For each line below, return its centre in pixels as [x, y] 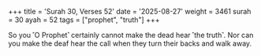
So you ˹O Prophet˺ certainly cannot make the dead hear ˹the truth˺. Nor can [131, 35]
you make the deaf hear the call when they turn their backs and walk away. [130, 43]
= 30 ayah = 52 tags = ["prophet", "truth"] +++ [84, 20]
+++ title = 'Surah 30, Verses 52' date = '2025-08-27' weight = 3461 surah [130, 11]
